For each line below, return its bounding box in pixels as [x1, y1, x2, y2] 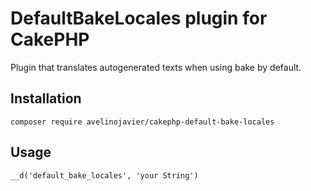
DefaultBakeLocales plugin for [10, 7, 268, 30]
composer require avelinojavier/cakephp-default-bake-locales [10, 117, 275, 127]
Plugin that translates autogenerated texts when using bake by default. [10, 61, 302, 73]
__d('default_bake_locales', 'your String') [10, 170, 199, 181]
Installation [10, 90, 82, 107]
